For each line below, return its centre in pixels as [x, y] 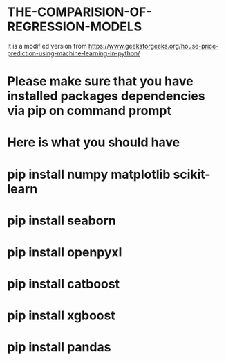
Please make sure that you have [100, 81]
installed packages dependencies [106, 96]
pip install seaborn [62, 221]
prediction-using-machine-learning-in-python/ [74, 53]
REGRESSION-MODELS [75, 27]
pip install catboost [63, 284]
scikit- [191, 174]
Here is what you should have [94, 142]
